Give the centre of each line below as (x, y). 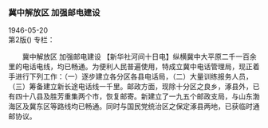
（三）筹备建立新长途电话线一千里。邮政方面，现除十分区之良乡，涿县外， (130, 87)
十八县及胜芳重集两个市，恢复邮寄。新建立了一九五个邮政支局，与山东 (137, 96)
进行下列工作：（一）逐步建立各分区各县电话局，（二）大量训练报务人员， (134, 76)
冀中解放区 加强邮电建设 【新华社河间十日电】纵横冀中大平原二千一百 (136, 56)
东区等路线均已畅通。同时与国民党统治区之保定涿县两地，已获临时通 (148, 107)
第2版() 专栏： (32, 40)
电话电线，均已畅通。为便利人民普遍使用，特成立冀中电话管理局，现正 (137, 67)
